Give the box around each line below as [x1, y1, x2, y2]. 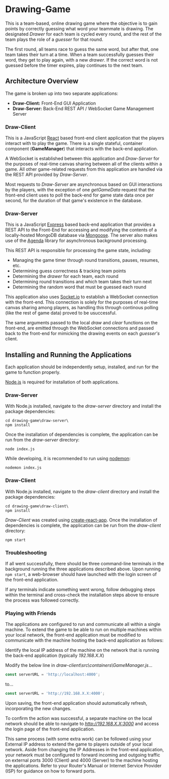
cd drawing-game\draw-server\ [5, 418, 69, 423]
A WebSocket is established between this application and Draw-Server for [5, 156, 160, 162]
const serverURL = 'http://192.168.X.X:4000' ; [5, 691, 105, 696]
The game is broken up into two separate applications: [5, 90, 119, 96]
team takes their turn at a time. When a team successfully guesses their [5, 52, 154, 58]
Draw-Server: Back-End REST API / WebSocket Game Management [12, 105, 154, 112]
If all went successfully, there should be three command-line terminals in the [5, 561, 164, 567]
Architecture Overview [5, 77, 79, 85]
